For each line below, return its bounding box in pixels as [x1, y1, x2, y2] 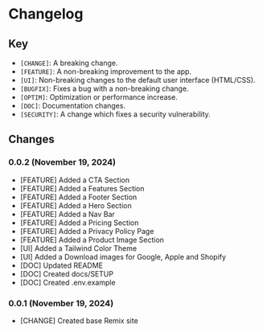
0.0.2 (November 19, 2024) [8, 157, 117, 168]
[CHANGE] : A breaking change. [19, 58, 118, 68]
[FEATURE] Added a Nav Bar [19, 209, 115, 219]
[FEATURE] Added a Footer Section [19, 192, 138, 202]
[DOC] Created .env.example [19, 277, 116, 287]
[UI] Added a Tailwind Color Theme [19, 243, 138, 253]
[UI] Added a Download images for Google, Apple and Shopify [19, 252, 227, 261]
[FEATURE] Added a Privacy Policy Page [19, 226, 154, 236]
